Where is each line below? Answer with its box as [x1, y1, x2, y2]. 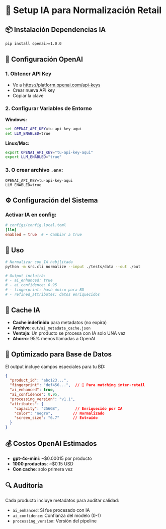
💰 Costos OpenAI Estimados [5, 439, 97, 448]
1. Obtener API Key [5, 70, 52, 77]
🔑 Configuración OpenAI [5, 55, 83, 64]
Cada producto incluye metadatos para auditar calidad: [5, 497, 119, 503]
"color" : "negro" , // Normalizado [14, 411, 105, 416]
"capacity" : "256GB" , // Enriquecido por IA [14, 406, 123, 411]
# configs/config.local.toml [5, 223, 66, 228]
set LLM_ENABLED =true [5, 131, 51, 136]
